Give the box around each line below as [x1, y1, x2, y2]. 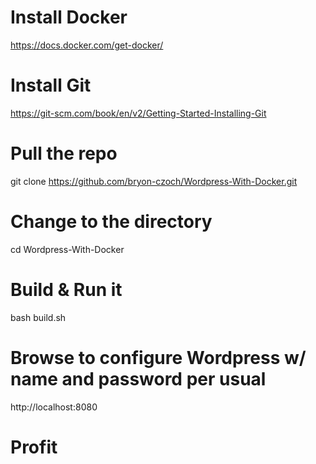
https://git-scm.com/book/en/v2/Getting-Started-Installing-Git [10, 107, 267, 119]
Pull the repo [10, 142, 118, 165]
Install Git [10, 74, 92, 97]
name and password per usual [10, 367, 267, 390]
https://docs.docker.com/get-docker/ [10, 39, 164, 51]
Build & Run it [10, 278, 123, 301]
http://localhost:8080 [10, 401, 98, 413]
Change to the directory [10, 211, 213, 233]
